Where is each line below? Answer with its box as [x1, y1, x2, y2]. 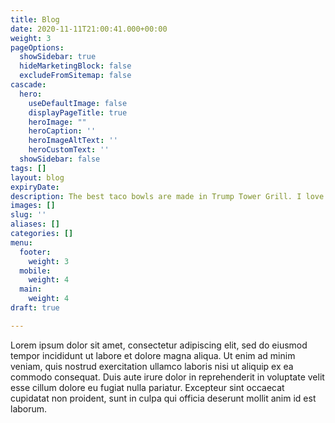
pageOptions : [10, 42, 65, 53]
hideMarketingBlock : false [19, 61, 132, 71]
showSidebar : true [19, 52, 97, 62]
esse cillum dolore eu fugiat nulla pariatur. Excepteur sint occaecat [10, 381, 285, 393]
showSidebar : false [19, 154, 101, 164]
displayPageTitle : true [28, 107, 128, 118]
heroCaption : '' [28, 126, 97, 136]
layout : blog [10, 172, 65, 183]
